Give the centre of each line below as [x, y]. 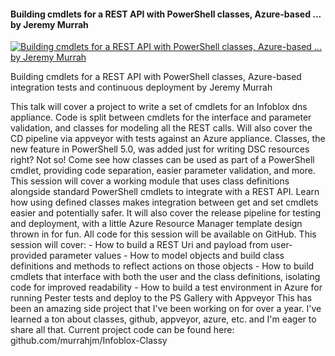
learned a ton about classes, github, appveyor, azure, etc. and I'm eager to [163, 319]
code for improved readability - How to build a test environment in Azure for [166, 287]
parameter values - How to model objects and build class [167, 256]
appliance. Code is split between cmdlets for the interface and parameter [161, 117]
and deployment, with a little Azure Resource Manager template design [156, 224]
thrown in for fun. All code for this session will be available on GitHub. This [163, 234]
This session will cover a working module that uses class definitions [150, 181]
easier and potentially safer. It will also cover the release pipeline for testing [166, 213]
